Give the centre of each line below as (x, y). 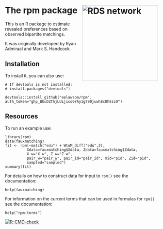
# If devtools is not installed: (39, 84)
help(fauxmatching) (25, 190)
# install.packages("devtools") (38, 89)
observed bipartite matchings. (35, 34)
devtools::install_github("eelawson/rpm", (49, 97)
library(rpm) (18, 137)
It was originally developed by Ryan (41, 43)
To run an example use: (28, 128)
